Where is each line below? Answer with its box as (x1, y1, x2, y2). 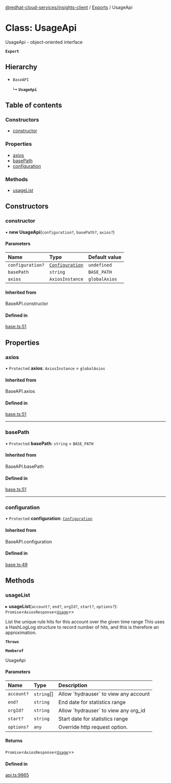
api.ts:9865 (5, 772, 30, 778)
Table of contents (5, 101, 62, 110)
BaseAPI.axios (5, 388, 36, 394)
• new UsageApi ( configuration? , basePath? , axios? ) (5, 229, 115, 235)
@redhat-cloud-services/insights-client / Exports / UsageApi (5, 5, 133, 10)
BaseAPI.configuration (5, 538, 52, 545)
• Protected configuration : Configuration (5, 515, 93, 522)
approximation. (5, 629, 37, 636)
